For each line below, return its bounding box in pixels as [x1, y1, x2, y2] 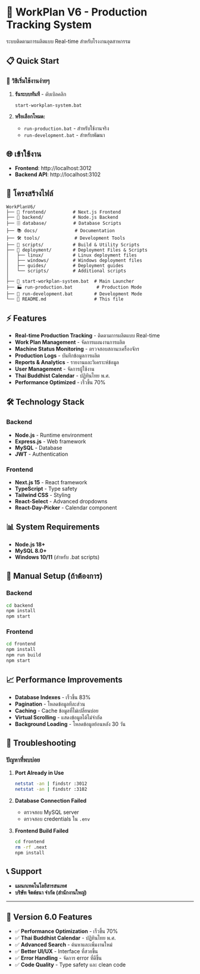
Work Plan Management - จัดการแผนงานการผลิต [14, 339, 125, 346]
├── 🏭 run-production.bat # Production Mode [6, 284, 142, 290]
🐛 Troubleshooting [6, 738, 76, 748]
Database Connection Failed [14, 797, 87, 804]
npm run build [6, 652, 42, 658]
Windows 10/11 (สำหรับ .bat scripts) [14, 553, 100, 560]
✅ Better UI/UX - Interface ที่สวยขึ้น [14, 948, 98, 955]
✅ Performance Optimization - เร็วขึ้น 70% [14, 928, 118, 935]
